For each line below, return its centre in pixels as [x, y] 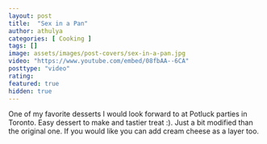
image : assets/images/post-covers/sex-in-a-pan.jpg [97, 53]
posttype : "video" [39, 69]
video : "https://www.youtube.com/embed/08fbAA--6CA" [99, 61]
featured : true [34, 83]
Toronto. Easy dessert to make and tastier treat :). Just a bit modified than [131, 123]
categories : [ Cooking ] [50, 38]
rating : [21, 76]
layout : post [30, 16]
